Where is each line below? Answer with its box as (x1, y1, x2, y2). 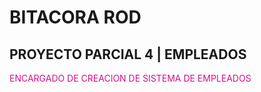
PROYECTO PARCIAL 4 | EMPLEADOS (9, 46, 247, 63)
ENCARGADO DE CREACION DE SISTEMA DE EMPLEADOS (9, 72, 252, 84)
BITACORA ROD (9, 6, 142, 29)
